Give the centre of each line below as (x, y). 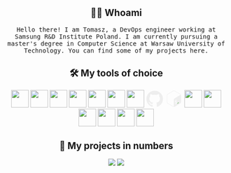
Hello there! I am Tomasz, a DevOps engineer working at (116, 29)
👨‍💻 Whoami (116, 13)
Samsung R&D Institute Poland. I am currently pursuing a (116, 36)
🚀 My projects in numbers (116, 146)
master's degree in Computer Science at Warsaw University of (116, 43)
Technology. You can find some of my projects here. (116, 50)
